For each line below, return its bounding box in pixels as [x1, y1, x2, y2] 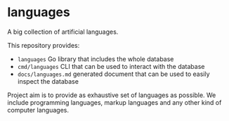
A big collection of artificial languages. [7, 27, 119, 36]
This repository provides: [7, 41, 80, 49]
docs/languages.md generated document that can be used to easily [17, 70, 210, 78]
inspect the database [17, 77, 79, 85]
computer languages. [7, 106, 69, 114]
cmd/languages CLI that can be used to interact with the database [17, 62, 205, 70]
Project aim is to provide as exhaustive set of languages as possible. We [7, 91, 216, 99]
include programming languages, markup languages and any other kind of [7, 98, 222, 106]
